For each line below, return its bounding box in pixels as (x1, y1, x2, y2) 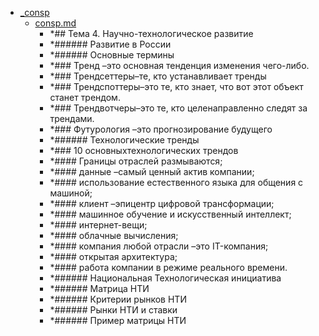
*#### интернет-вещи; (49, 219, 148, 231)
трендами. (49, 113, 95, 124)
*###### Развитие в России (49, 38, 172, 50)
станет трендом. (49, 92, 121, 103)
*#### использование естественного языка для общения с (49, 177, 304, 188)
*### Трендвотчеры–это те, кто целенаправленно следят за (49, 102, 308, 114)
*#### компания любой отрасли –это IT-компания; (49, 240, 269, 252)
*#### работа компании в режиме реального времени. (49, 262, 288, 273)
